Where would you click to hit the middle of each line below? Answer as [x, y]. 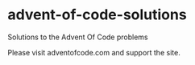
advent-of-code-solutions [97, 15]
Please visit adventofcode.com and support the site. [94, 52]
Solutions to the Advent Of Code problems [78, 37]
